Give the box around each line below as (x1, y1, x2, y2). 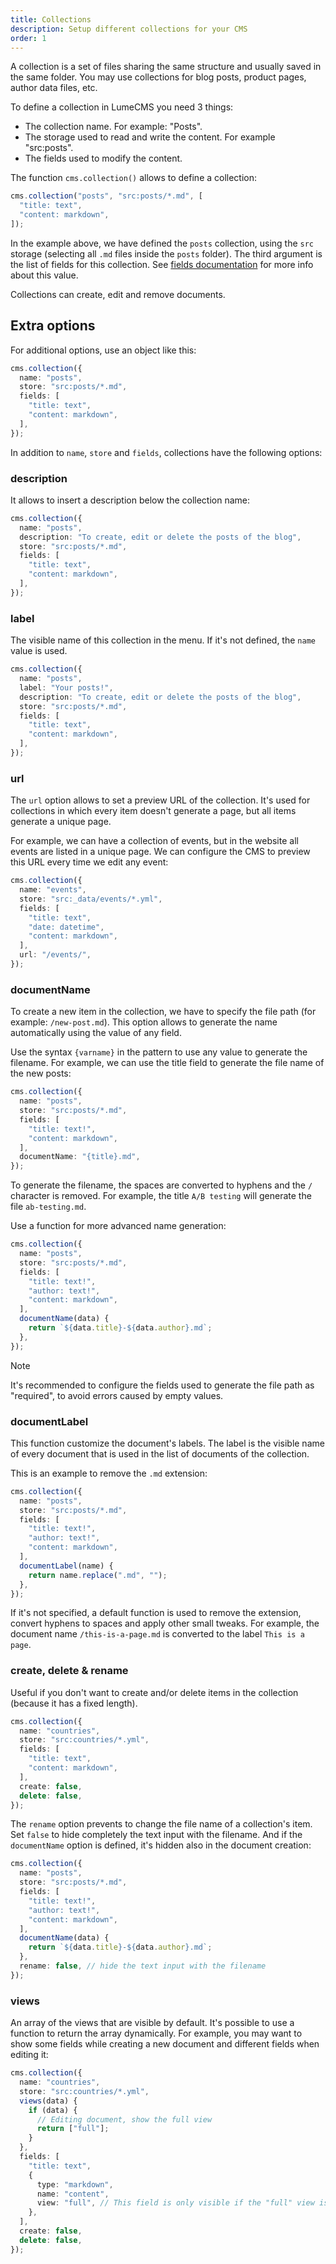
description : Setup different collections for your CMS (10, 24, 248, 34)
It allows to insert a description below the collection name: (10, 494, 251, 506)
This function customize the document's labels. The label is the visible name (10, 1437, 325, 1449)
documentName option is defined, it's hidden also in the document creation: (10, 1839, 312, 1851)
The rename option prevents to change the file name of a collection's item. (10, 1818, 313, 1830)
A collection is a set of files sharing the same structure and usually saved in (10, 61, 322, 73)
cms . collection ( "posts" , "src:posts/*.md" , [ (10, 191, 203, 201)
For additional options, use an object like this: (10, 344, 197, 356)
